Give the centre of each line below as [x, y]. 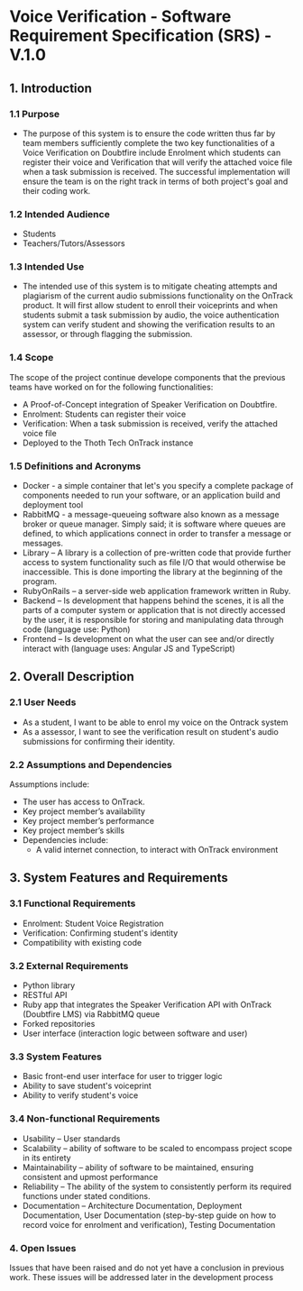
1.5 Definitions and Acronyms [75, 466]
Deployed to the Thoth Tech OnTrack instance [108, 443]
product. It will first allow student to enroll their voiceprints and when [150, 306]
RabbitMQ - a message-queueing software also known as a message [151, 515]
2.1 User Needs [43, 702]
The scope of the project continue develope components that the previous [147, 377]
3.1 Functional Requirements [73, 903]
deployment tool [53, 505]
